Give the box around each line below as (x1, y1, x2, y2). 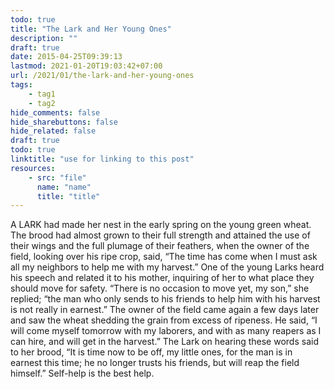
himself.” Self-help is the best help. (10, 367, 155, 380)
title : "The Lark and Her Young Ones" (10, 24, 172, 34)
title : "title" (36, 191, 101, 201)
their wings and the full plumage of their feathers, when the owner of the (10, 240, 310, 252)
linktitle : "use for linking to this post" (10, 154, 195, 164)
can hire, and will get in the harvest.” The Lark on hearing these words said (10, 336, 319, 348)
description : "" (10, 33, 78, 43)
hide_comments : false (10, 107, 101, 118)
